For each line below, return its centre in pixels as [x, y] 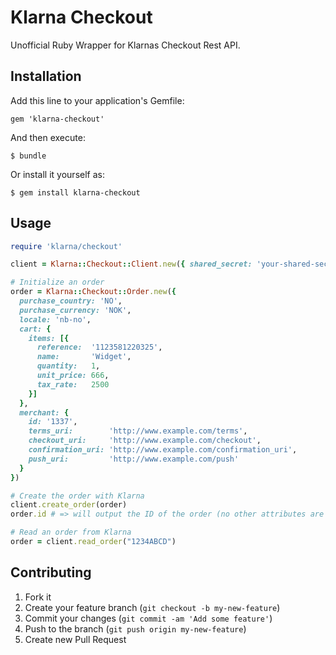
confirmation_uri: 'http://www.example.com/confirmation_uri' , [163, 450]
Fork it [38, 597]
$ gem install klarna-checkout [75, 192]
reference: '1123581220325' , [99, 347]
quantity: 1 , [68, 366]
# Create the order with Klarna [77, 496]
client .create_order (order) [69, 505]
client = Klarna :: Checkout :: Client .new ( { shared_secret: [131, 264]
